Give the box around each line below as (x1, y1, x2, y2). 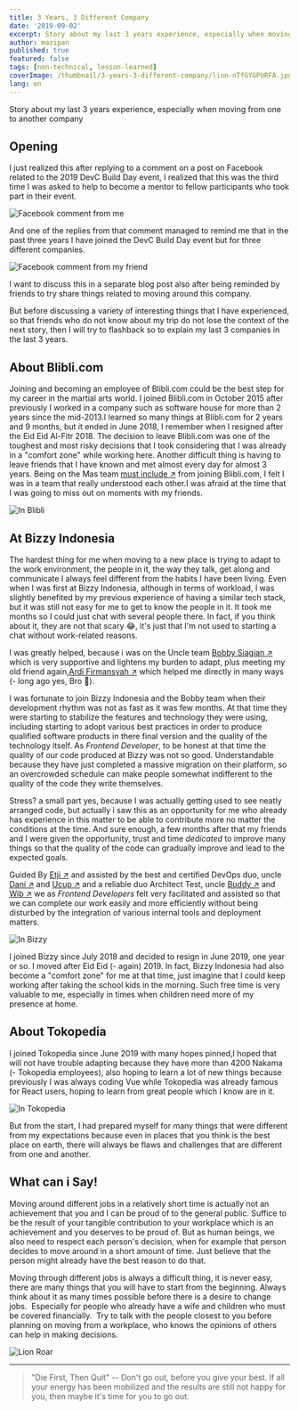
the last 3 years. (9, 334, 69, 345)
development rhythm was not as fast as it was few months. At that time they (9, 703, 287, 713)
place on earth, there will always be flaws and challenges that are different (9, 1139, 283, 1150)
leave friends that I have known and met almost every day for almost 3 (9, 460, 267, 470)
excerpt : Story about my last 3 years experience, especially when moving (9, 29, 293, 38)
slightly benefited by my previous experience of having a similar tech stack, (9, 592, 287, 603)
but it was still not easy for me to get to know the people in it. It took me (9, 602, 272, 613)
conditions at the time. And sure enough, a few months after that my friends (9, 824, 287, 835)
